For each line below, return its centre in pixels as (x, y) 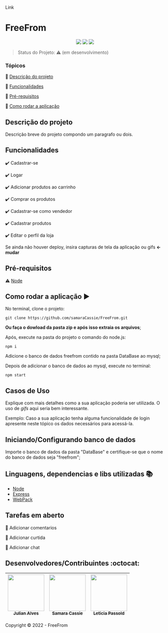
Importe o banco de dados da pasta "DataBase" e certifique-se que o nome (84, 452)
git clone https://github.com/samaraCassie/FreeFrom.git (67, 318)
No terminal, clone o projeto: (35, 309)
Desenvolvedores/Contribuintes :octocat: (73, 563)
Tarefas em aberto (35, 515)
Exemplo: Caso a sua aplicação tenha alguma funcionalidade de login (78, 418)
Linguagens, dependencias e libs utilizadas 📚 (79, 474)
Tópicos (15, 66)
